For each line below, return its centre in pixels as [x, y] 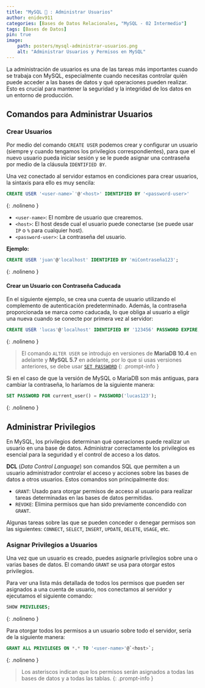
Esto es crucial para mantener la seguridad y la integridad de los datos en [99, 89]
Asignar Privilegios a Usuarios [52, 544]
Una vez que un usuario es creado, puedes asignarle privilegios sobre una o [102, 558]
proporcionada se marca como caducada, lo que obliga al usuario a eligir [98, 312]
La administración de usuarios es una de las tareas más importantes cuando [102, 69]
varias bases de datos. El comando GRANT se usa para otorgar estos [91, 565]
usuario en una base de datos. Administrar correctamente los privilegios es [101, 448]
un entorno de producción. [40, 95]
